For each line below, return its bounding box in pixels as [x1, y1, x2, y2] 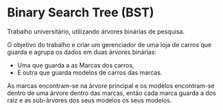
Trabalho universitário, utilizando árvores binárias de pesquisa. [7, 27, 185, 36]
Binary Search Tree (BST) [7, 5, 154, 20]
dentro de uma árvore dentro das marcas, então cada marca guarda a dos [7, 89, 216, 97]
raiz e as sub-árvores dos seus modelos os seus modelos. [7, 96, 172, 104]
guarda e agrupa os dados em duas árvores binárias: [7, 48, 156, 56]
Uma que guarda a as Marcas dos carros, [16, 61, 134, 69]
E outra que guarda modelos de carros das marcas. [16, 68, 163, 77]
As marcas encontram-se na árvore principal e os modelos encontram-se [7, 81, 215, 90]
